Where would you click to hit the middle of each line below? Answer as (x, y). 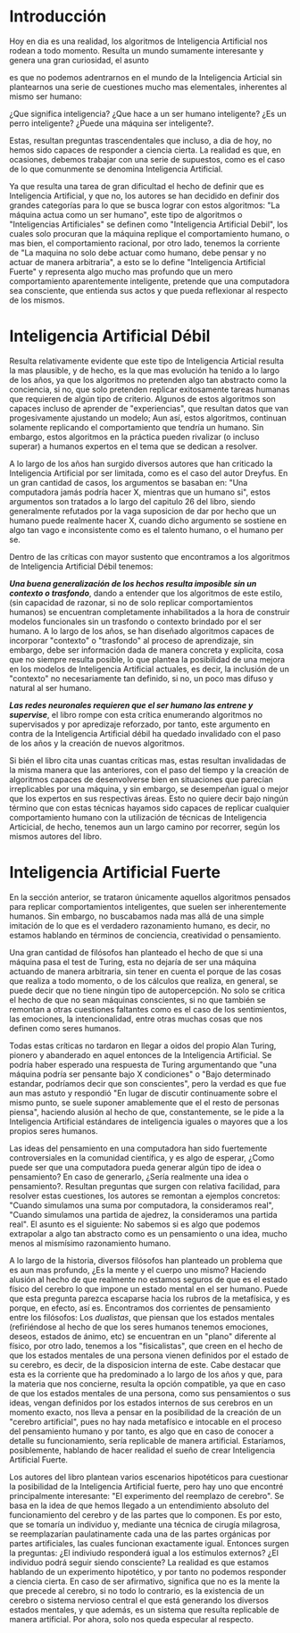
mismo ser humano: (46, 96)
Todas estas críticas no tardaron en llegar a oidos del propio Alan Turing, (143, 1046)
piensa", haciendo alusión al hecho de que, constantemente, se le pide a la (147, 1112)
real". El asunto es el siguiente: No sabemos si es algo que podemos (135, 1224)
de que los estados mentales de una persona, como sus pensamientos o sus (150, 1393)
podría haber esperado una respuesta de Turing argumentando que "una (143, 1064)
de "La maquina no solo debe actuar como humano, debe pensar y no (138, 253)
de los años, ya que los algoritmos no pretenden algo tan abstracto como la (148, 379)
